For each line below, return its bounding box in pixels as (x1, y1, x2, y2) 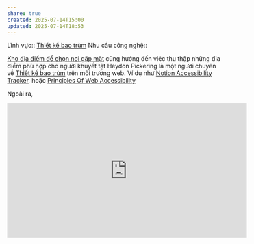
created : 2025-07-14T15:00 (7, 16, 84, 23)
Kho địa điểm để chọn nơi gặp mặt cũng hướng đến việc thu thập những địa (7, 55, 220, 63)
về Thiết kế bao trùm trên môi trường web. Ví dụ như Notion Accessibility (7, 69, 212, 77)
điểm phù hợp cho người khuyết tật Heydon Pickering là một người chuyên (7, 62, 217, 70)
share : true (7, 10, 41, 17)
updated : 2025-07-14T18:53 (7, 23, 84, 29)
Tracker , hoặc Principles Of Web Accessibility (7, 77, 136, 85)
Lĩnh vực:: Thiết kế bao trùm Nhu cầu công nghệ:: (7, 42, 147, 50)
